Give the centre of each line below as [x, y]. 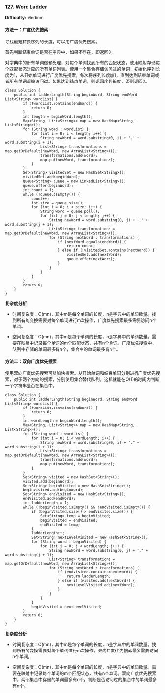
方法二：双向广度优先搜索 [31, 361]
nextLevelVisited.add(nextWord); [101, 585]
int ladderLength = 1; [46, 503]
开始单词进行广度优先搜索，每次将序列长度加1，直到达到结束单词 [89, 75]
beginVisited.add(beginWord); [54, 490]
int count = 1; [38, 190]
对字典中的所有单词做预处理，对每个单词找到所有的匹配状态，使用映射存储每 [82, 62]
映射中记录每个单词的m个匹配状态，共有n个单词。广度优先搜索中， [89, 343]
